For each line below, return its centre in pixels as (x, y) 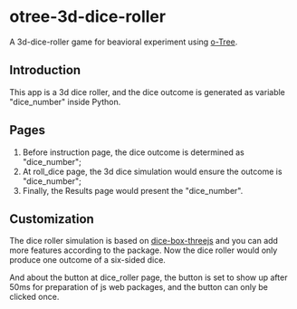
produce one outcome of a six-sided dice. (87, 260)
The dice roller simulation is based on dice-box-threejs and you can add (144, 241)
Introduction (45, 70)
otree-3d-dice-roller (87, 17)
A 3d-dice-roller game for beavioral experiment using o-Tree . (124, 42)
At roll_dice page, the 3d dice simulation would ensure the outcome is (152, 171)
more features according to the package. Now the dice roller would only (144, 250)
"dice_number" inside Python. (65, 101)
